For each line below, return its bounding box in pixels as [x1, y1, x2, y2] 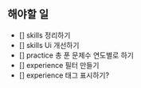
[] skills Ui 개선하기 [18, 40, 80, 50]
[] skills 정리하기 [18, 30, 71, 40]
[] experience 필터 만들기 [18, 60, 100, 70]
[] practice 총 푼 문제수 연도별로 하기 [18, 50, 135, 60]
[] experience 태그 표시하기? [18, 70, 109, 80]
